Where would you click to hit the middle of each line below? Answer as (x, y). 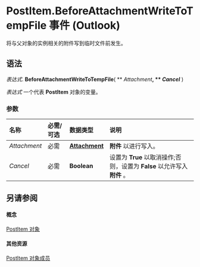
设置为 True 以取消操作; (142, 157)
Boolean (81, 166)
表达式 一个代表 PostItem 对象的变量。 (54, 92)
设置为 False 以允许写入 (154, 166)
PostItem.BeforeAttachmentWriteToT (100, 11)
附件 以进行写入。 (134, 146)
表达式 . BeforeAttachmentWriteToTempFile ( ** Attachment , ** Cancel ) (95, 79)
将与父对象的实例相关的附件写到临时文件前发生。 (66, 43)
